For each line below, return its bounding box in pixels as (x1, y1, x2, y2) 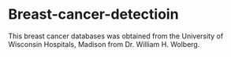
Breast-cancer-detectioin (8, 5, 179, 23)
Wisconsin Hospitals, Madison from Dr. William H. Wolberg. (8, 39, 200, 48)
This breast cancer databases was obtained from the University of (8, 31, 224, 41)
